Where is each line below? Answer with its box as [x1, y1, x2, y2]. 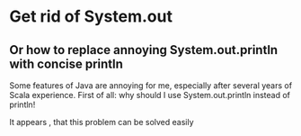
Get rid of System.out [9, 6, 173, 27]
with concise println [9, 56, 124, 71]
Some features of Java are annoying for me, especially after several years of [9, 80, 293, 91]
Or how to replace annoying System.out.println [9, 42, 279, 58]
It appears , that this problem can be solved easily [9, 117, 195, 127]
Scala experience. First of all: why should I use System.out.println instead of [9, 90, 290, 100]
